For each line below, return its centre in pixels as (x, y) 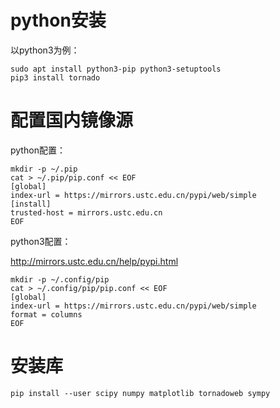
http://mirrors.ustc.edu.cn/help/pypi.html (94, 261)
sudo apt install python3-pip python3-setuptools (116, 69)
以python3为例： (45, 50)
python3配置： (41, 241)
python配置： (38, 150)
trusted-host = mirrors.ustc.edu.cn (86, 212)
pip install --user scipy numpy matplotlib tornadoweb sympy (140, 393)
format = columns (46, 314)
